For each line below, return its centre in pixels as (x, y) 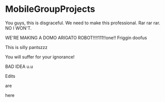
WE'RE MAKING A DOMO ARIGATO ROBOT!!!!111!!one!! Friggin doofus (76, 38)
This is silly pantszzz (27, 47)
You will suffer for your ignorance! (40, 57)
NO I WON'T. (18, 28)
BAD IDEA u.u (19, 66)
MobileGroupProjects (50, 9)
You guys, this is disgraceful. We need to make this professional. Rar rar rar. (83, 23)
